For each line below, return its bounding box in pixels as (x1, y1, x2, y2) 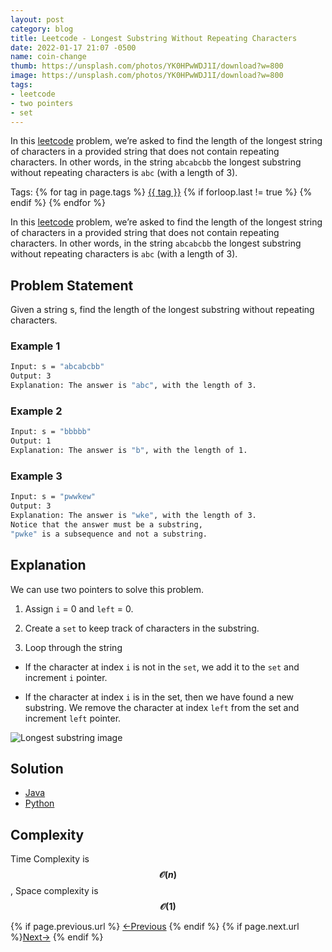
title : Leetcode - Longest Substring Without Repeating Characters (10, 33, 298, 43)
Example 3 (10, 469, 63, 483)
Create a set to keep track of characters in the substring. (24, 622, 260, 634)
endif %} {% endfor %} (10, 197, 106, 209)
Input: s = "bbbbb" (10, 427, 92, 437)
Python (24, 797, 55, 810)
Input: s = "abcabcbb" (10, 362, 105, 372)
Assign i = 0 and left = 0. (24, 602, 134, 615)
